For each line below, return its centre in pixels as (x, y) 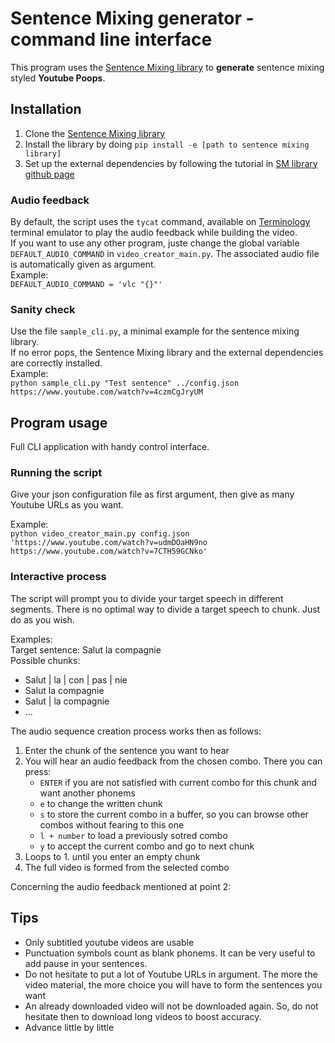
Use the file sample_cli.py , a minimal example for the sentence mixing (155, 331)
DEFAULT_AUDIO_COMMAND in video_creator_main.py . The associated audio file (165, 254)
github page (49, 174)
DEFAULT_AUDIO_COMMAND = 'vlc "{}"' (86, 285)
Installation (46, 109)
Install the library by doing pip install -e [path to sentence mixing (167, 144)
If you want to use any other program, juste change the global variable (155, 243)
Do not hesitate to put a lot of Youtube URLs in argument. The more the (171, 974)
